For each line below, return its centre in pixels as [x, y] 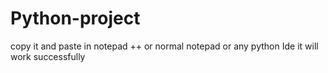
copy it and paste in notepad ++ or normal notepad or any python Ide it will [164, 46]
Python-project [75, 18]
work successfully [48, 56]
